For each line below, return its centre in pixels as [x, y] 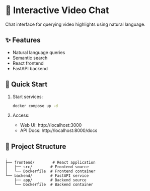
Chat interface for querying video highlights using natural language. [76, 24]
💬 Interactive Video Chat [57, 10]
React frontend [28, 63]
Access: [21, 115]
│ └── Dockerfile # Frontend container [50, 171]
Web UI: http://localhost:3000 [51, 125]
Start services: [28, 97]
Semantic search [30, 58]
